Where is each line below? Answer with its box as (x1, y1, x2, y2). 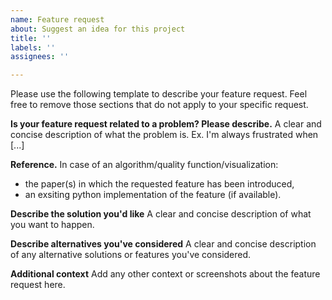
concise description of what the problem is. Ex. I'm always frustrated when (10, 129, 319, 141)
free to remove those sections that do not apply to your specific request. (10, 99, 309, 111)
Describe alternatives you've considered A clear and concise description (10, 238, 317, 250)
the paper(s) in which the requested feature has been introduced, (24, 178, 295, 190)
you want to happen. (10, 219, 95, 231)
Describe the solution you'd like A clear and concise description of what (10, 208, 312, 220)
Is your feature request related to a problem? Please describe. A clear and (10, 118, 322, 130)
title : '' (10, 33, 52, 43)
